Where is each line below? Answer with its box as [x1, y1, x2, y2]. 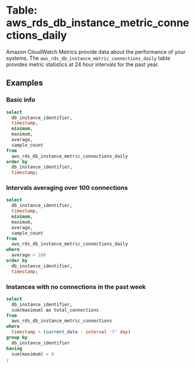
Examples [6, 78, 43, 88]
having [6, 346, 22, 351]
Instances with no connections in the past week [6, 282, 146, 290]
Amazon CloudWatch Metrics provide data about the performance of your [6, 48, 186, 55]
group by [6, 335, 28, 341]
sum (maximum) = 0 [11, 351, 54, 357]
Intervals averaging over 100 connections [6, 184, 128, 192]
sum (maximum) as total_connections [11, 307, 99, 313]
